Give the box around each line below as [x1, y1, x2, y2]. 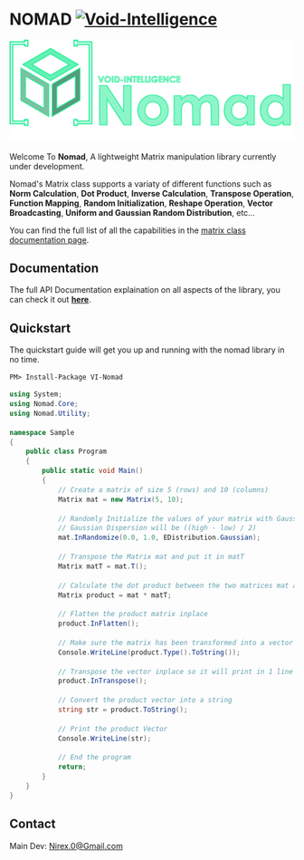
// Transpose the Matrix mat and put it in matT [57, 553, 245, 562]
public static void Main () [42, 467, 144, 476]
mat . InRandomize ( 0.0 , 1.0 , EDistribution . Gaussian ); [57, 533, 261, 543]
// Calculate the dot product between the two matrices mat [57, 581, 290, 590]
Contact [9, 817, 56, 832]
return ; [57, 762, 88, 772]
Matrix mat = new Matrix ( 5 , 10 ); [57, 495, 184, 504]
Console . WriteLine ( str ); [57, 734, 152, 743]
